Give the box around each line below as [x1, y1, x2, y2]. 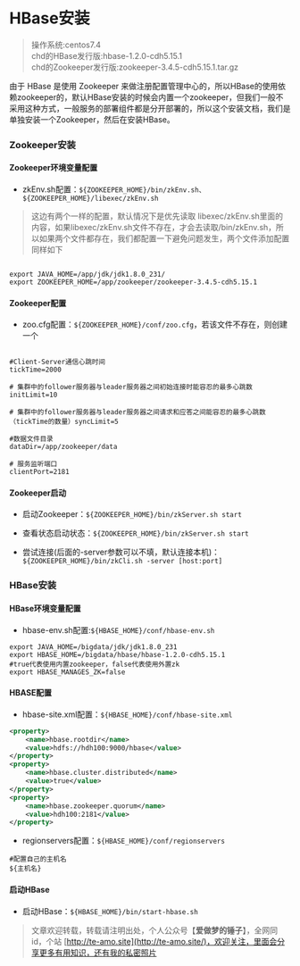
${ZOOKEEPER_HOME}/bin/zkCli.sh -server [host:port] [21, 557, 223, 566]
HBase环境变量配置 [9, 603, 82, 613]
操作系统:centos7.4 [30, 39, 101, 50]
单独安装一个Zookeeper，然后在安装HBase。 [9, 113, 176, 125]
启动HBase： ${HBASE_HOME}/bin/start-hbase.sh [21, 905, 198, 916]
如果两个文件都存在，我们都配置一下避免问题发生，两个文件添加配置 [38, 233, 290, 244]
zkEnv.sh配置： [21, 184, 79, 195]
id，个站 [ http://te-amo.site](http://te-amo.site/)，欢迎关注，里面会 [30, 936, 278, 946]
